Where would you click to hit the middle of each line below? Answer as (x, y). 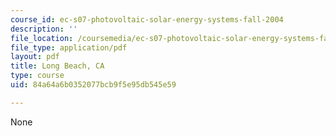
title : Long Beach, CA (57, 66)
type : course (37, 76)
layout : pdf (35, 57)
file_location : (42, 38)
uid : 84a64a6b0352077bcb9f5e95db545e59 (93, 85)
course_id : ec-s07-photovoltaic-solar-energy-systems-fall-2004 (147, 19)
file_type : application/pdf (69, 47)
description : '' (44, 29)
